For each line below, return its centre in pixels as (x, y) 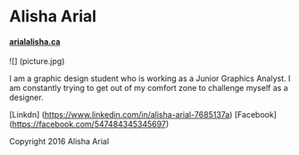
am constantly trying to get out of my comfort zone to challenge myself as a (149, 88)
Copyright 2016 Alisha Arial (59, 142)
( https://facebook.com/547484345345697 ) (89, 124)
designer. (26, 98)
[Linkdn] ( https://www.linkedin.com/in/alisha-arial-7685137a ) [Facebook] (143, 115)
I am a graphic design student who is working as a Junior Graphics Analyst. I (150, 78)
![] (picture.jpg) (37, 61)
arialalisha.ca (35, 41)
